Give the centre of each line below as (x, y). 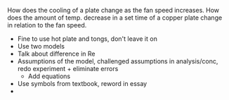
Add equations (49, 76)
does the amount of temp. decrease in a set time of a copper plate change (115, 18)
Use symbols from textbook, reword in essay (82, 83)
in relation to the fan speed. (47, 25)
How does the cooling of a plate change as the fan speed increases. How (113, 10)
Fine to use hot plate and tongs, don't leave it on (87, 39)
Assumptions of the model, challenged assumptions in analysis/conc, (118, 61)
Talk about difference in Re (56, 54)
